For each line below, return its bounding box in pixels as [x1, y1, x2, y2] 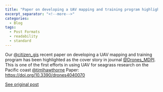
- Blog [9, 20, 23, 26]
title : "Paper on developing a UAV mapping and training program [5, 7, 140, 12]
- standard [9, 39, 32, 43]
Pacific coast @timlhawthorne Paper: [5, 67, 79, 73]
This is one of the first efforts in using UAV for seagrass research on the [5, 62, 149, 67]
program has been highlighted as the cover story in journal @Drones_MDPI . [5, 56, 156, 63]
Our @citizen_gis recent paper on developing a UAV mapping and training [5, 52, 152, 57]
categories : [5, 16, 29, 21]
